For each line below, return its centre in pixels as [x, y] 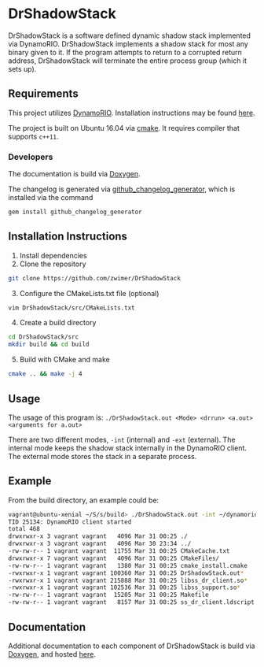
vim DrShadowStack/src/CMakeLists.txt [71, 308]
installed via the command [51, 198]
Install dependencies [53, 255]
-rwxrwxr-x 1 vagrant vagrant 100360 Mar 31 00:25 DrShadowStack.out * [126, 573]
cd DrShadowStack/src [44, 337]
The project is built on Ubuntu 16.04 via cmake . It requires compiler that [124, 128]
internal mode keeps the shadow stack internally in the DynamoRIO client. [128, 448]
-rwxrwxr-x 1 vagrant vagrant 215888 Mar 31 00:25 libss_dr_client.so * [128, 580]
